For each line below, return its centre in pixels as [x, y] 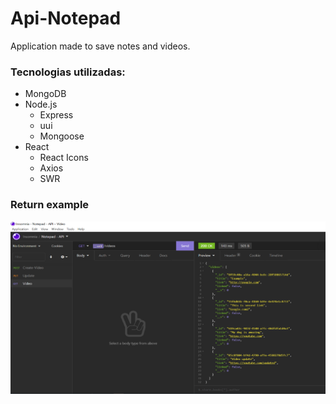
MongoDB [45, 94]
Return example [50, 205]
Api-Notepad [66, 18]
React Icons [64, 158]
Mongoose [62, 136]
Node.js [41, 104]
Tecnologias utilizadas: [68, 72]
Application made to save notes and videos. [100, 46]
